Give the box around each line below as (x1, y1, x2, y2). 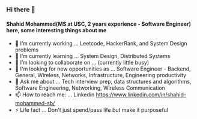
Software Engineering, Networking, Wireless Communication (14, 84, 165, 91)
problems (14, 46, 39, 53)
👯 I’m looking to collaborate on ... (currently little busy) (14, 59, 150, 66)
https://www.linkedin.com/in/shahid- (95, 91, 187, 98)
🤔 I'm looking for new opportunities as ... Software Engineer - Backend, (14, 65, 191, 72)
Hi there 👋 (6, 5, 36, 14)
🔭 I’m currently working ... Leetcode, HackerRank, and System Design (14, 40, 187, 47)
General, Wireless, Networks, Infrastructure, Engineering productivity (14, 72, 187, 79)
